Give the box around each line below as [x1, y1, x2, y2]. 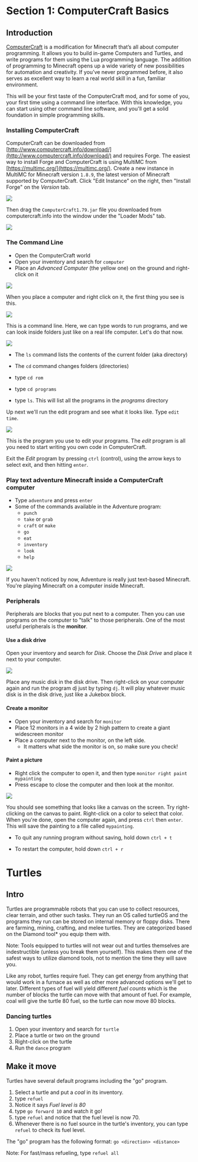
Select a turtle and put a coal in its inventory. [14, 1089, 124, 1096]
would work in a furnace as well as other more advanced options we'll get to [6, 978, 192, 986]
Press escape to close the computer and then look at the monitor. [14, 781, 174, 788]
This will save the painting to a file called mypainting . [6, 822, 135, 829]
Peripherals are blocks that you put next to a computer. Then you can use [6, 611, 185, 618]
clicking [6, 809, 25, 817]
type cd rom [14, 374, 44, 381]
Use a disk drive [6, 636, 46, 643]
